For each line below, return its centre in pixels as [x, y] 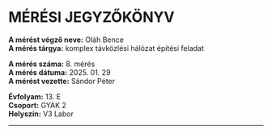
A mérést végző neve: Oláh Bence [66, 40]
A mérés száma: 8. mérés [52, 64]
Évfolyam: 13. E [35, 96]
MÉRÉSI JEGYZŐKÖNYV [91, 17]
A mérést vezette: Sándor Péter [62, 81]
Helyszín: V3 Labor [41, 114]
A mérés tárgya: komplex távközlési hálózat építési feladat [106, 48]
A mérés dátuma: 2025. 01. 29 [59, 72]
